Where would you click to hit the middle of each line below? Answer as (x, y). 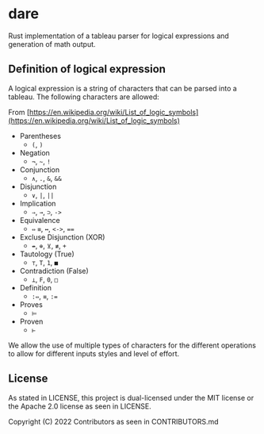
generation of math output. (52, 44)
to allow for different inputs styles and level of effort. (94, 353)
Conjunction (40, 169)
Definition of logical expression (87, 69)
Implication (38, 203)
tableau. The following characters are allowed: (84, 97)
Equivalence (40, 220)
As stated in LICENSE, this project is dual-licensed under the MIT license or (131, 398)
